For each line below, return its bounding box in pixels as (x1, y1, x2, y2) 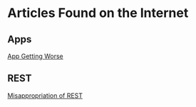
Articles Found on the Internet (7, 5, 189, 21)
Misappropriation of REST (7, 91, 83, 100)
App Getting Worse (7, 52, 63, 60)
